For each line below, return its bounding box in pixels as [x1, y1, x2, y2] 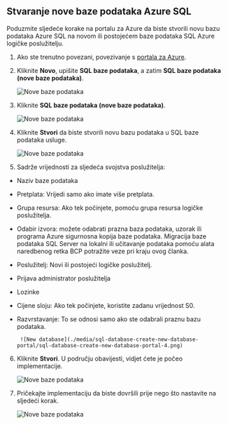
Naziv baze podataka [16, 176, 78, 184]
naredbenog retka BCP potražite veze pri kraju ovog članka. [16, 247, 190, 255]
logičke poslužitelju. [6, 39, 64, 48]
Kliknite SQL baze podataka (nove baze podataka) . [16, 101, 166, 109]
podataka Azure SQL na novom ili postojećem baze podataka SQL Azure [6, 32, 215, 40]
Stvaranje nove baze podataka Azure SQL [6, 6, 192, 18]
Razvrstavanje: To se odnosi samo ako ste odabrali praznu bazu [16, 315, 201, 323]
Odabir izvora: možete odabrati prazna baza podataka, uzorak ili [16, 224, 202, 233]
